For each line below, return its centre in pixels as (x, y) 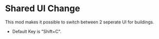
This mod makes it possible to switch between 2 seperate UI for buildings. (80, 22)
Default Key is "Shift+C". (37, 31)
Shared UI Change (43, 9)
